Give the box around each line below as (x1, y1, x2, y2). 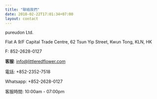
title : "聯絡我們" (5, 7, 40, 12)
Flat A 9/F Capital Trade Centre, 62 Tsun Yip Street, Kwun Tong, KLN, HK (5, 39, 152, 45)
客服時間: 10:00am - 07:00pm (5, 89, 65, 95)
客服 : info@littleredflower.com (5, 59, 66, 64)
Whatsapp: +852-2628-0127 (5, 79, 63, 84)
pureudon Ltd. (5, 30, 34, 36)
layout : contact (5, 16, 38, 21)
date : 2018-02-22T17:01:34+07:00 (5, 12, 74, 17)
